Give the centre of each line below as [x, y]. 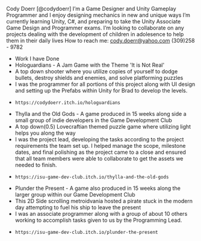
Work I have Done [37, 59]
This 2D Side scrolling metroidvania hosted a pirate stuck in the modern [104, 201]
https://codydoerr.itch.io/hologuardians [67, 103]
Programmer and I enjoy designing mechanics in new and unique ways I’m [98, 15]
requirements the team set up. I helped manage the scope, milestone [100, 146]
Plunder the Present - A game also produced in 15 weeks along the [97, 188]
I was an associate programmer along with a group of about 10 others [101, 214]
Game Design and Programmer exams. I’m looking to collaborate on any [95, 28]
